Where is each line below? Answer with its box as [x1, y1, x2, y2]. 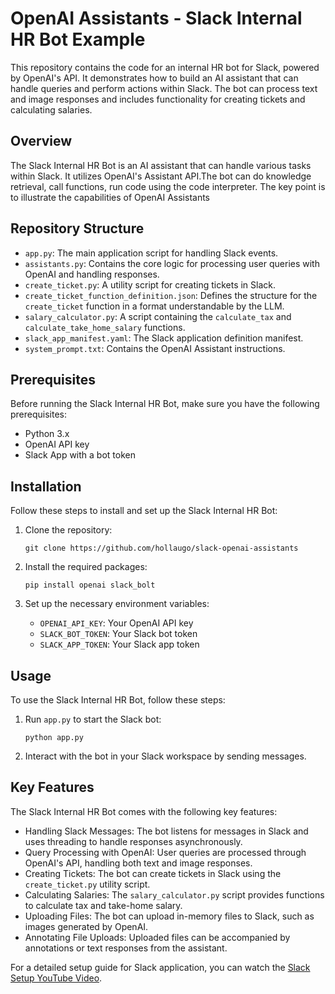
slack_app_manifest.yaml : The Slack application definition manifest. [24, 332, 304, 344]
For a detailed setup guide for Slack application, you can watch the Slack [10, 961, 311, 973]
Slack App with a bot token [24, 449, 136, 461]
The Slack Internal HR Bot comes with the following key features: [10, 805, 278, 817]
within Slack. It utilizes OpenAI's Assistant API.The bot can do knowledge [10, 170, 312, 182]
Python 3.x [24, 428, 70, 440]
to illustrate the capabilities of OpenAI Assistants [10, 191, 211, 203]
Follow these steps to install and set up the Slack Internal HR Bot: [10, 505, 278, 517]
